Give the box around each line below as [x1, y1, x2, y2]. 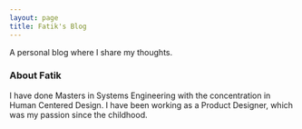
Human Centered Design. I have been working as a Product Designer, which [9, 99, 293, 110]
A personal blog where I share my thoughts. [9, 46, 173, 57]
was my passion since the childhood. [9, 109, 148, 120]
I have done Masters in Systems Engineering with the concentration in [9, 90, 271, 101]
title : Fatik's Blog [9, 22, 88, 31]
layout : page [9, 13, 59, 23]
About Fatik [9, 69, 62, 82]
